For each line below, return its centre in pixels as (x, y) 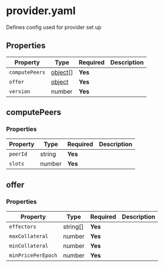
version (20, 91)
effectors (23, 227)
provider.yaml (41, 11)
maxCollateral (29, 236)
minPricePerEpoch (33, 256)
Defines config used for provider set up (54, 27)
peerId (18, 154)
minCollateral (29, 246)
